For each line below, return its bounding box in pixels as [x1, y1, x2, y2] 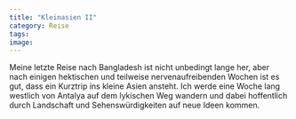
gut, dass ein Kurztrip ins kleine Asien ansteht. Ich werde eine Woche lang [9, 81, 281, 91]
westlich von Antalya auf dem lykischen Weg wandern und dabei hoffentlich [9, 91, 288, 101]
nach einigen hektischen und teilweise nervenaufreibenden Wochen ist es [9, 72, 280, 83]
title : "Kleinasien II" [9, 12, 98, 22]
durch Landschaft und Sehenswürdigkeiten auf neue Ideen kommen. [9, 99, 260, 111]
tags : [9, 29, 29, 38]
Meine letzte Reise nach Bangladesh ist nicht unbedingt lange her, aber [9, 62, 269, 73]
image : [9, 37, 34, 47]
